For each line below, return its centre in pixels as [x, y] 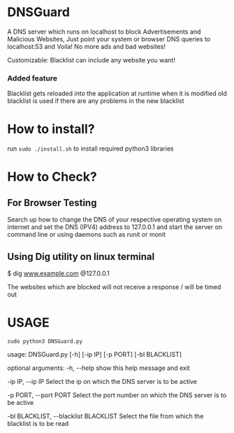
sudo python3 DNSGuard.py [45, 341]
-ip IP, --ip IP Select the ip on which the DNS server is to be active [102, 381]
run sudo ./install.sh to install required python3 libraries [90, 149]
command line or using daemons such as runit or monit [87, 235]
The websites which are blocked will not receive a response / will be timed [114, 287]
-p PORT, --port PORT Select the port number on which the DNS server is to [117, 395]
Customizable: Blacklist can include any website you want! [92, 60]
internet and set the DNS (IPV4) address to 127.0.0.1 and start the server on [115, 227]
